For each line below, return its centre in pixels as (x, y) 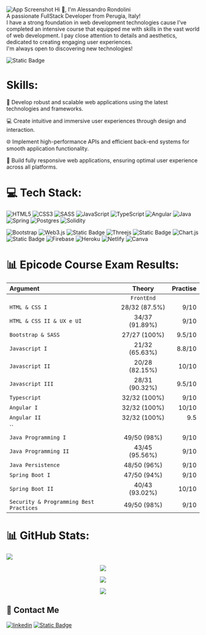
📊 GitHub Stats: (48, 536)
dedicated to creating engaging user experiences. (70, 42)
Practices (24, 508)
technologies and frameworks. (45, 108)
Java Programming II (39, 451)
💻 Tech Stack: (44, 193)
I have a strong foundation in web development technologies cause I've (97, 22)
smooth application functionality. (48, 148)
